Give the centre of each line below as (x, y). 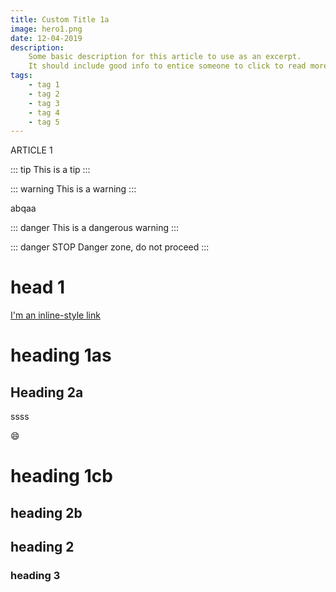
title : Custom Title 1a (60, 19)
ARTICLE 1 (31, 150)
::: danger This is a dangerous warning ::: (95, 228)
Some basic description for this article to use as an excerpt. (165, 57)
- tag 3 (44, 103)
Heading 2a (47, 392)
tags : (21, 76)
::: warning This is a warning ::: (73, 189)
